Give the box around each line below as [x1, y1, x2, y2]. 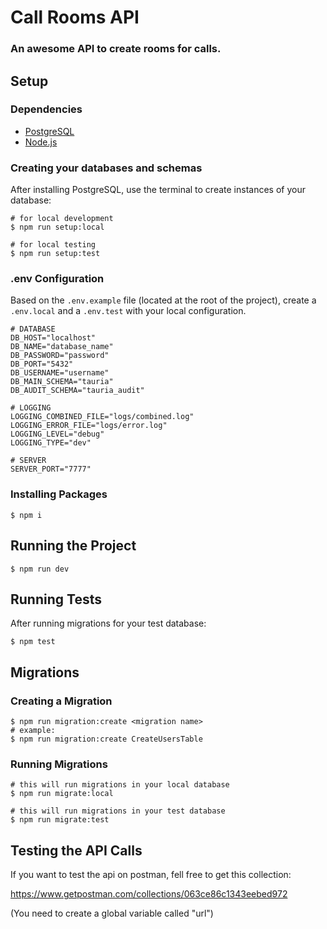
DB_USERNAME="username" [10, 368, 110, 378]
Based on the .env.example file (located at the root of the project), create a [10, 294, 317, 306]
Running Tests [10, 591, 102, 608]
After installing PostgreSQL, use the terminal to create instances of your [10, 184, 306, 196]
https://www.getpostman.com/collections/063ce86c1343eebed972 [10, 888, 288, 900]
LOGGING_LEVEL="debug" [10, 429, 105, 440]
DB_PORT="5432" [10, 359, 74, 370]
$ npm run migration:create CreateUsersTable [10, 734, 203, 744]
